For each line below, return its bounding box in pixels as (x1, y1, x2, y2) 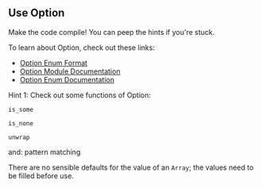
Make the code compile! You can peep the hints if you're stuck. (8, 27, 215, 36)
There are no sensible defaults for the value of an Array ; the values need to (8, 162, 254, 172)
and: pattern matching (8, 147, 81, 157)
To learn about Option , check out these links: (8, 43, 155, 52)
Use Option (8, 6, 65, 20)
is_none (8, 119, 34, 128)
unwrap (8, 133, 30, 141)
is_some (8, 105, 34, 113)
